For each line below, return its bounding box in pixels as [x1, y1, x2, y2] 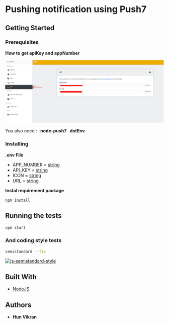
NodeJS [12, 286, 30, 292]
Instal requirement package [5, 187, 64, 193]
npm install [5, 198, 30, 203]
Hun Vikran [12, 314, 37, 320]
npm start [5, 225, 26, 230]
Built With [5, 273, 37, 281]
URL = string [12, 178, 39, 184]
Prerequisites [5, 39, 39, 46]
